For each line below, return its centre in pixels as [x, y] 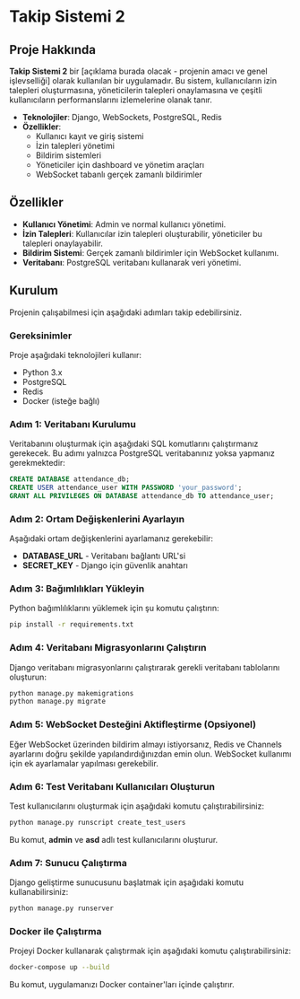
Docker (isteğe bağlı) [61, 400]
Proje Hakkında [53, 50]
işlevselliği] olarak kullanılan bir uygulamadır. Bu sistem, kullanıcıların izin [143, 81]
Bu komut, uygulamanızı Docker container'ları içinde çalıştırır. [122, 985]
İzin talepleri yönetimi [75, 146]
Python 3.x [42, 372]
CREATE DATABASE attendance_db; [69, 479]
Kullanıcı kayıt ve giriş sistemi [90, 136]
